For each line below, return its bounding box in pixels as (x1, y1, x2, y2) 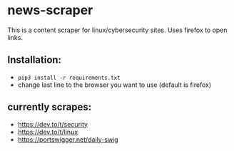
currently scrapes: (7, 101, 92, 113)
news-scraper (7, 2, 93, 19)
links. (7, 33, 24, 41)
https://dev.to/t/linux (17, 127, 78, 136)
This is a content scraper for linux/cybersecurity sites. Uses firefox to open (7, 26, 228, 34)
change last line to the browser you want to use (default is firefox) (17, 80, 212, 89)
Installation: (7, 54, 62, 66)
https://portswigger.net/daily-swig (17, 135, 119, 144)
